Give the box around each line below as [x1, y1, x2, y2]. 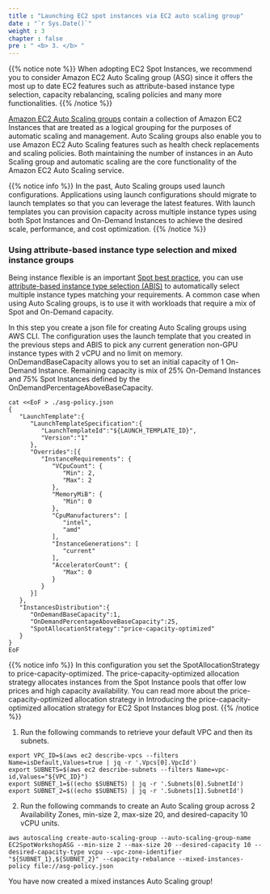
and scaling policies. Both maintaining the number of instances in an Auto [8, 149, 253, 158]
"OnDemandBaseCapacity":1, [29, 611, 121, 619]
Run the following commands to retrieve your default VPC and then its [19, 727, 253, 737]
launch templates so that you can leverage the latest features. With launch [8, 199, 255, 209]
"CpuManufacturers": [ [51, 512, 129, 520]
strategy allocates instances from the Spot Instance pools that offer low [8, 677, 247, 687]
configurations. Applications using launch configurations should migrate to [8, 190, 257, 200]
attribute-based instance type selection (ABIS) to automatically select [8, 281, 240, 291]
